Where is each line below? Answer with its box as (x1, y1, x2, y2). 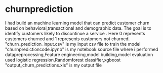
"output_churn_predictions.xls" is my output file (5, 62, 102, 68)
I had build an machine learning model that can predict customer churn (5, 20, 150, 26)
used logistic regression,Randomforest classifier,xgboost (5, 57, 121, 63)
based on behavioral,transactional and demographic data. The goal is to (5, 25, 152, 31)
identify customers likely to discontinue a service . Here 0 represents (5, 30, 146, 36)
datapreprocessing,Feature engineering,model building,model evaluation (5, 51, 153, 58)
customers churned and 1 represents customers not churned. (5, 36, 130, 42)
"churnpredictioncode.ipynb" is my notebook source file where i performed (5, 46, 159, 52)
